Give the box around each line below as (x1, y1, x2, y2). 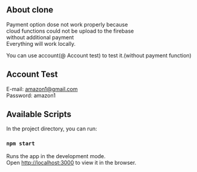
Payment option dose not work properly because (6, 21, 128, 28)
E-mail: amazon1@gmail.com (6, 85, 78, 92)
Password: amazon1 (6, 92, 56, 99)
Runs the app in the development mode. (6, 152, 106, 159)
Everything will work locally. (6, 40, 76, 47)
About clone (6, 5, 54, 15)
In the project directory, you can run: (6, 125, 97, 132)
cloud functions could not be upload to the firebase (6, 27, 134, 34)
